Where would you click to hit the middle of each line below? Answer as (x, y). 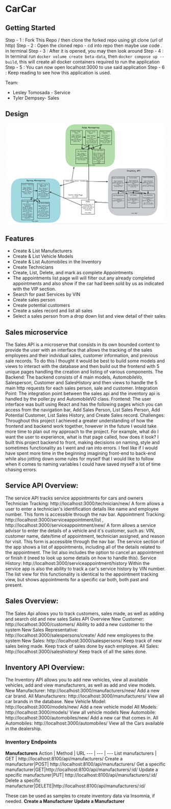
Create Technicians (33, 267)
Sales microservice (36, 332)
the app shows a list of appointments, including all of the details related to (83, 547)
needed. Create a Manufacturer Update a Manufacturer (65, 801)
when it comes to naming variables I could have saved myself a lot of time (83, 464)
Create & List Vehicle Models (43, 256)
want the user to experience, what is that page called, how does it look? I (82, 437)
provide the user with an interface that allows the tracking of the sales (79, 350)
